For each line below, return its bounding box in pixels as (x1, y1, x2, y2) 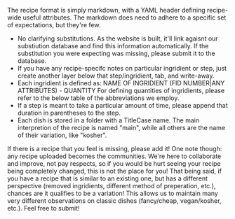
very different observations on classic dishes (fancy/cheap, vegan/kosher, (7, 197, 222, 205)
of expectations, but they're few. (7, 21, 101, 29)
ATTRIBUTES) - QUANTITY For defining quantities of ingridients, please (17, 87, 225, 94)
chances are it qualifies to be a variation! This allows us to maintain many (7, 189, 219, 197)
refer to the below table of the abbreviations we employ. (17, 94, 180, 102)
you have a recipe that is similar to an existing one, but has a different (7, 174, 208, 183)
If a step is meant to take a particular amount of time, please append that (17, 101, 228, 109)
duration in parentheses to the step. (17, 108, 121, 117)
